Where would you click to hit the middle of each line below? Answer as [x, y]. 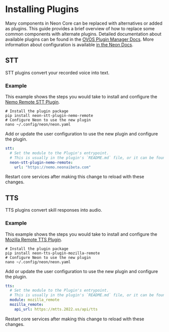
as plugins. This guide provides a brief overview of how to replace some [80, 28]
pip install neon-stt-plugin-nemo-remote [49, 116]
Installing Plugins [42, 9]
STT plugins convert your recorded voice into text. [57, 73]
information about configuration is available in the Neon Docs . [69, 44]
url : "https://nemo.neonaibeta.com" [53, 167]
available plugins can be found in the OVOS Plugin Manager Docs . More [80, 39]
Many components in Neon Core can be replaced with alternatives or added [84, 23]
